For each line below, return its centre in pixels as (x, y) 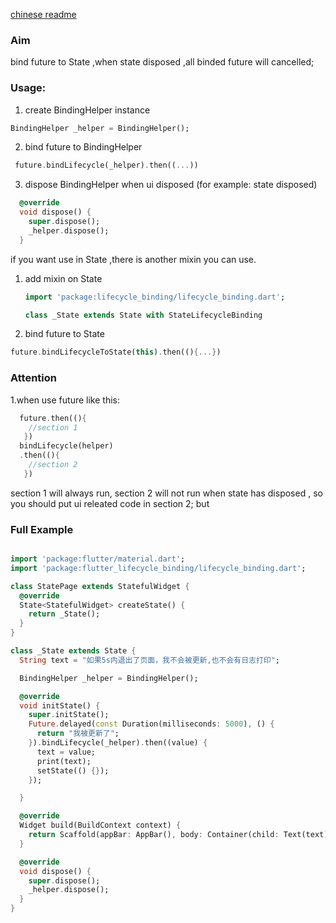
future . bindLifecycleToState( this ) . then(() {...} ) (116, 352)
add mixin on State (63, 278)
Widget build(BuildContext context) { (100, 825)
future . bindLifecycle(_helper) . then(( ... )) (106, 165)
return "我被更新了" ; (78, 734)
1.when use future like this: (65, 400)
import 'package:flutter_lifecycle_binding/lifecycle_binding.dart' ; (158, 568)
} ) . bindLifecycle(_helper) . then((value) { (118, 743)
